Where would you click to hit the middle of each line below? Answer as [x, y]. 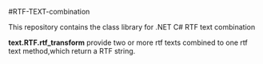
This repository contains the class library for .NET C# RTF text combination [132, 27]
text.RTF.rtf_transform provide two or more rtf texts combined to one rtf [128, 42]
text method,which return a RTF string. [72, 51]
